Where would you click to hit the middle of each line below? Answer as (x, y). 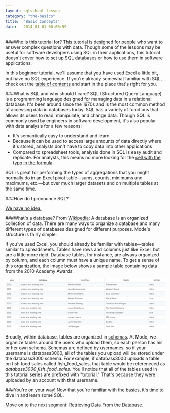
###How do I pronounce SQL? (37, 199)
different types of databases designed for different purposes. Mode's (78, 229)
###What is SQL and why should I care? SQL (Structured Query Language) (83, 94)
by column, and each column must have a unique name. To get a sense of (82, 260)
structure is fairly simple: (31, 234)
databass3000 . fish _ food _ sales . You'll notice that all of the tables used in (81, 369)
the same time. (21, 189)
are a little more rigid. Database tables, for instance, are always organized (82, 255)
